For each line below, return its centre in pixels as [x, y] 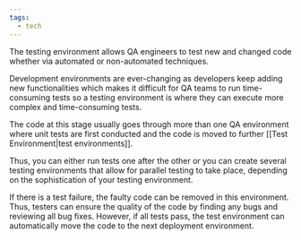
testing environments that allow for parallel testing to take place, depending [149, 170]
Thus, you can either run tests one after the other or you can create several [148, 160]
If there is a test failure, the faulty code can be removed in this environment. [149, 197]
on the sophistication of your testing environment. [101, 179]
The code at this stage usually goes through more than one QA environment [149, 124]
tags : [19, 17]
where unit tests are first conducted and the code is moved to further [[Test [149, 133]
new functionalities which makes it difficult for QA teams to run [125, 88]
